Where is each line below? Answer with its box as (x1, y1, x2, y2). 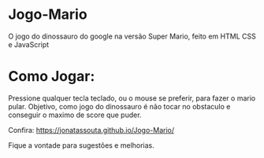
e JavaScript (8, 39, 50, 49)
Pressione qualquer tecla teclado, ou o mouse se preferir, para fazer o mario (8, 93, 256, 103)
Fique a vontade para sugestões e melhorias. (8, 140, 155, 150)
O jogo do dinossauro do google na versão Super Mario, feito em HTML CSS (8, 31, 256, 41)
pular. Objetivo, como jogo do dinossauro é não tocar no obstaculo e (8, 101, 231, 111)
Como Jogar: (8, 68, 95, 86)
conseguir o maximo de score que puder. (8, 110, 142, 119)
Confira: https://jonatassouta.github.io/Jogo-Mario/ (8, 125, 175, 134)
